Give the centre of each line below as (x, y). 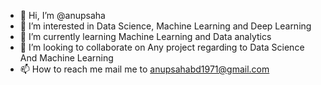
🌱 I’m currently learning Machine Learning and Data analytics (145, 36)
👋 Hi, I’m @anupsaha (62, 15)
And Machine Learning (66, 58)
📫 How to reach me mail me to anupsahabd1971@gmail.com (144, 69)
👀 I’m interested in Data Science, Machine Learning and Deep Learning (165, 26)
